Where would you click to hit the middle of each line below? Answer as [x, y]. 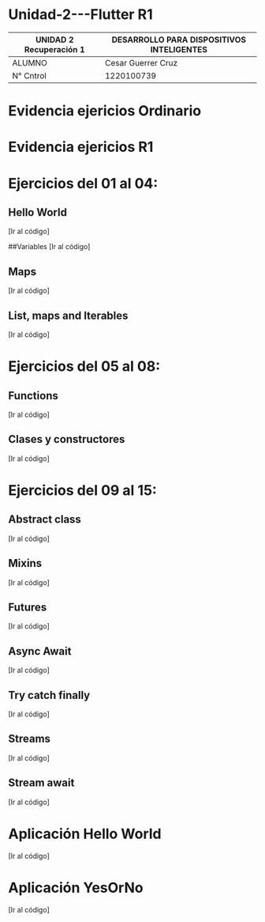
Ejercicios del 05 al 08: [84, 367]
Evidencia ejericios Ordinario [105, 111]
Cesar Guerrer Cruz [142, 62]
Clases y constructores [67, 439]
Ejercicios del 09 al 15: [83, 490]
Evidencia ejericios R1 [81, 147]
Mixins [25, 563]
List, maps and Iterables [68, 315]
